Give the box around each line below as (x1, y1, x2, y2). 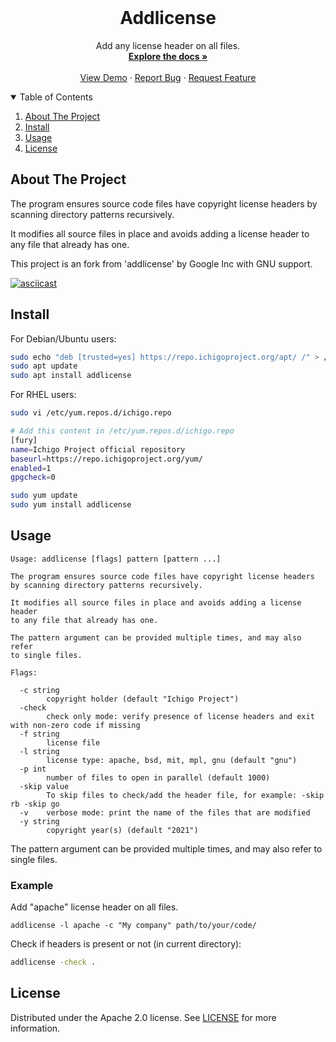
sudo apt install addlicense (10, 371, 132, 381)
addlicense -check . (10, 957, 97, 968)
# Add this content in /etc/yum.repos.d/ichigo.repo (10, 426, 235, 436)
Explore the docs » (128, 50, 208, 62)
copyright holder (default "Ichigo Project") (46, 694, 240, 704)
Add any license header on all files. (95, 39, 241, 51)
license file (46, 737, 101, 748)
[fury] (10, 435, 38, 445)
